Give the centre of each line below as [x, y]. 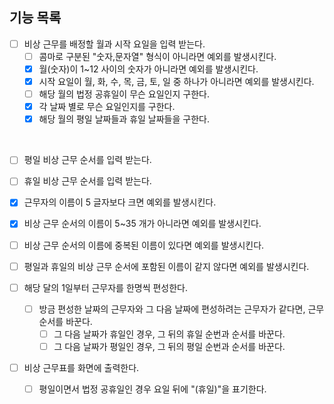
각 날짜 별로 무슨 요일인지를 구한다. [107, 107]
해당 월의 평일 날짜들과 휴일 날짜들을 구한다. [124, 119]
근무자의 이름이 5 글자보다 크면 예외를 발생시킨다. [120, 202]
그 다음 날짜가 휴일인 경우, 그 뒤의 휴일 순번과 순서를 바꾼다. [169, 334]
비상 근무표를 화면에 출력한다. [81, 367]
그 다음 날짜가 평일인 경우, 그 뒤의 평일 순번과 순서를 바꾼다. [169, 346]
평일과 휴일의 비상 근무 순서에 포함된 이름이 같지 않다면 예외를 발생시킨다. [166, 266]
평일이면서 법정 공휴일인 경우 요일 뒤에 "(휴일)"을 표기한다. [152, 389]
